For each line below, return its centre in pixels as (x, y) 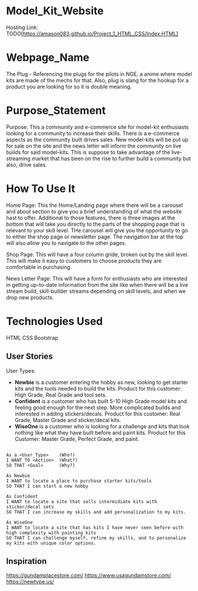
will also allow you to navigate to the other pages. (66, 243)
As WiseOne (20, 522)
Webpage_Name (48, 58)
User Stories (30, 357)
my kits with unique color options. (51, 543)
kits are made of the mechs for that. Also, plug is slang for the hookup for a (98, 80)
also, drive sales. (27, 165)
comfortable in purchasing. (39, 267)
